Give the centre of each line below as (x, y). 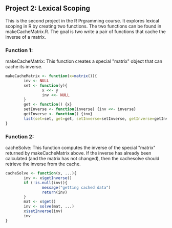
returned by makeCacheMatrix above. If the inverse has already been (78, 153)
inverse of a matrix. (26, 37)
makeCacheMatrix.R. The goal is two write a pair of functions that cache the (86, 31)
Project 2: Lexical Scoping (48, 8)
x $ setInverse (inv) (43, 211)
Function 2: (20, 136)
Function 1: (19, 50)
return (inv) (55, 192)
